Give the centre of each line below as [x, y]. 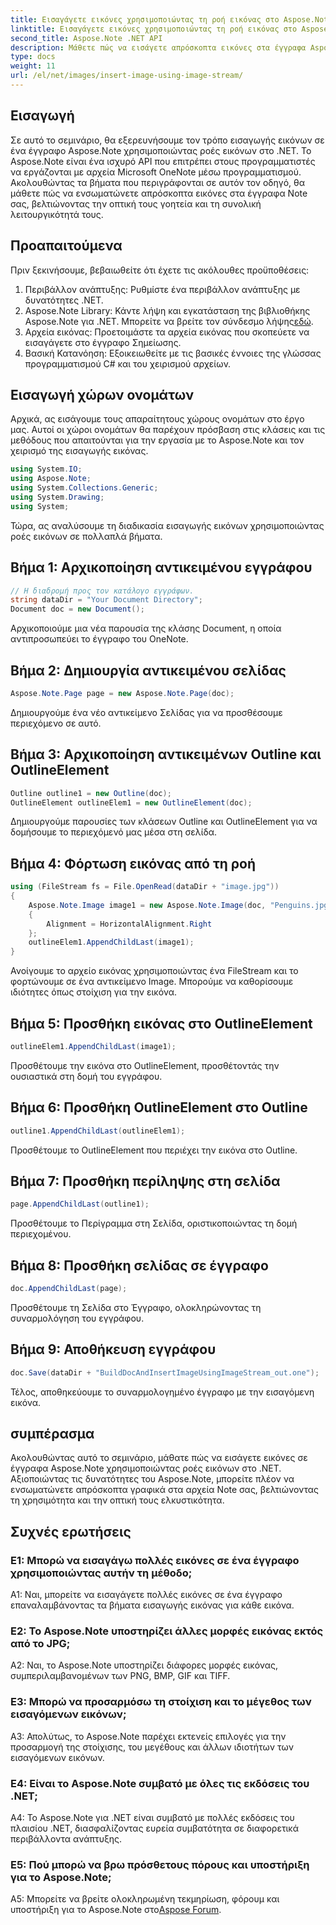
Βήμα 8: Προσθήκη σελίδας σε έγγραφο [139, 1265]
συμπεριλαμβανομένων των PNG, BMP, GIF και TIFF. [120, 1676]
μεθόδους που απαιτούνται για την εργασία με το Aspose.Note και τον [157, 440]
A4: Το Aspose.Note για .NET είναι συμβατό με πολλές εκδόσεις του [152, 1818]
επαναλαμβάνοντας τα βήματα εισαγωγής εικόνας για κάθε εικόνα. [152, 1605]
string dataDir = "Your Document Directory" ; [106, 600]
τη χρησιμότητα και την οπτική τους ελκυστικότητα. [117, 1500]
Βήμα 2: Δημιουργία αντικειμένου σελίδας [148, 670]
